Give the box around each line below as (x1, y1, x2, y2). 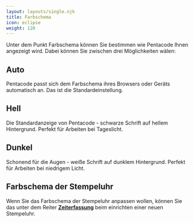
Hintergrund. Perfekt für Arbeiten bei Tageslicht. (6, 125, 123, 133)
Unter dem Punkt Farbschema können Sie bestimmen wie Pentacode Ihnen (6, 41, 189, 48)
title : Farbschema (6, 14, 51, 20)
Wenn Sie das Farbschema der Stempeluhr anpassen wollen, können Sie (6, 197, 183, 204)
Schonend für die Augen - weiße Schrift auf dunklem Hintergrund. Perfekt (6, 158, 186, 165)
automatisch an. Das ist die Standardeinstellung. (6, 87, 124, 94)
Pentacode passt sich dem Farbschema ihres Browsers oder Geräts (6, 80, 170, 87)
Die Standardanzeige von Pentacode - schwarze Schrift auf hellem (6, 119, 168, 126)
